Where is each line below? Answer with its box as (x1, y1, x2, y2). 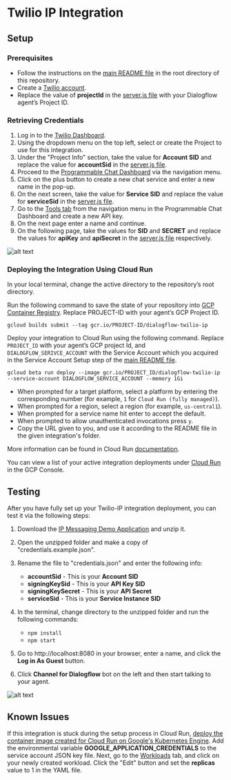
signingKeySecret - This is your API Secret (27, 587, 152, 595)
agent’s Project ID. (17, 98, 69, 106)
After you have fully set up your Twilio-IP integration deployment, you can (7, 504, 217, 512)
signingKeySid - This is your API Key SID (27, 579, 145, 588)
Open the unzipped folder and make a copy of (17, 538, 148, 547)
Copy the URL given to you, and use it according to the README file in (17, 424, 217, 433)
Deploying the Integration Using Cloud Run (7, 265, 153, 275)
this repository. (17, 76, 60, 84)
